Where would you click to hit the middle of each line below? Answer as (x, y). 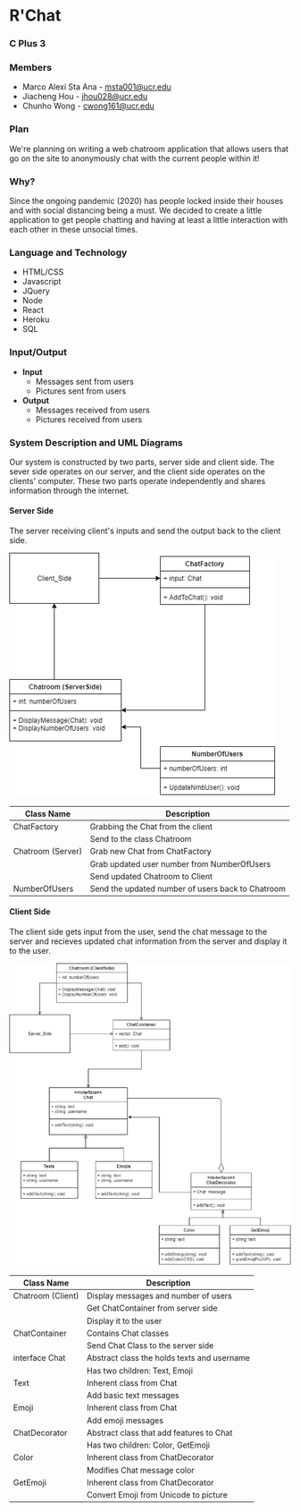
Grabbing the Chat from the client (151, 826)
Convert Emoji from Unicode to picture (157, 1495)
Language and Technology (68, 252)
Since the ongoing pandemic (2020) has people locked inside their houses (146, 201)
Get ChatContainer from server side (152, 1308)
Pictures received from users (89, 419)
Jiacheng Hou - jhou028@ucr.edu (85, 97)
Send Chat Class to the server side (150, 1346)
